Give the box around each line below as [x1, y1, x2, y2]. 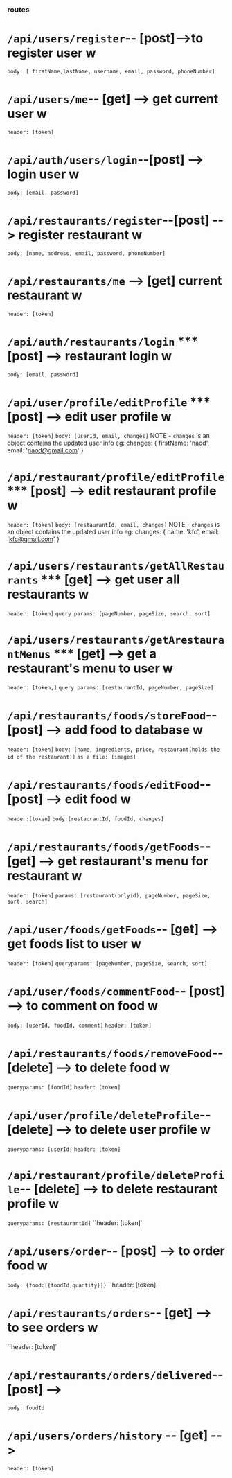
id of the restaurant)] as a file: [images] [7, 754, 136, 761]
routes [7, 5, 30, 15]
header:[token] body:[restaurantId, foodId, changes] [7, 816, 164, 822]
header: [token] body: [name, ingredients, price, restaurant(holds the [7, 746, 220, 753]
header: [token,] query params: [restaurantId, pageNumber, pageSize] [7, 685, 214, 692]
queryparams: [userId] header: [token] [7, 1145, 121, 1153]
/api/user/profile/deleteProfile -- [7, 1107, 211, 1123]
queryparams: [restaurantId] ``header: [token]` [7, 1218, 143, 1227]
